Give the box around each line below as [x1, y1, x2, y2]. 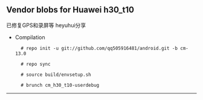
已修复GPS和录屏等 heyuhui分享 [6, 21, 86, 29]
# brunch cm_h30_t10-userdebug [21, 82, 100, 88]
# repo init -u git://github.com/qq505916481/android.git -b [21, 45, 178, 51]
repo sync [26, 61, 51, 67]
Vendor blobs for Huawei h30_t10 [6, 5, 135, 15]
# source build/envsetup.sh [21, 72, 92, 78]
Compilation [14, 33, 45, 41]
